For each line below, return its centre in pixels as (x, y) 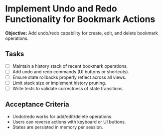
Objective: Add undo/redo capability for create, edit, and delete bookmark (82, 33)
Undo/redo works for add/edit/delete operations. (63, 116)
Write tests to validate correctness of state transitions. (68, 88)
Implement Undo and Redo (61, 9)
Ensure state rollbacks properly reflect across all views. (69, 77)
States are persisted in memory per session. (58, 127)
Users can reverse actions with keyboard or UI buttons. (69, 122)
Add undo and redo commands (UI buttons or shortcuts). (71, 71)
